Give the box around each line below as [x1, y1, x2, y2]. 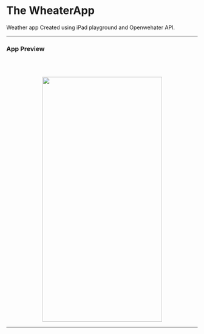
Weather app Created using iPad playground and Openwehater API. [6, 24, 175, 31]
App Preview [6, 44, 45, 53]
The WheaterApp [6, 4, 95, 18]
